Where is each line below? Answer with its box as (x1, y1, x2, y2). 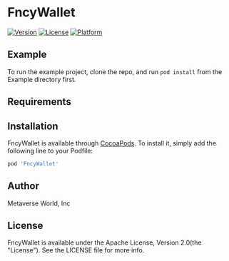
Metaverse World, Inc (7, 199, 71, 208)
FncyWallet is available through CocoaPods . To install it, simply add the (7, 138, 216, 147)
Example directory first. (7, 75, 76, 83)
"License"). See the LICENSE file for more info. (7, 246, 145, 255)
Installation (7, 120, 58, 132)
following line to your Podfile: (7, 146, 93, 155)
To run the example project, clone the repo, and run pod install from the (7, 67, 223, 76)
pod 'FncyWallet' (7, 160, 59, 168)
